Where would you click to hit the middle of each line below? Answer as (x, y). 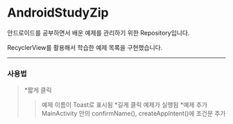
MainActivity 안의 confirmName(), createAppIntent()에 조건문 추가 (134, 114)
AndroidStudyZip (58, 13)
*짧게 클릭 (38, 90)
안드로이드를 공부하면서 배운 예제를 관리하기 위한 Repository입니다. (98, 33)
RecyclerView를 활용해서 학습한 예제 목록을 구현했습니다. (85, 47)
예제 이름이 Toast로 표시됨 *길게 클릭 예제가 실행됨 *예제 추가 (124, 105)
